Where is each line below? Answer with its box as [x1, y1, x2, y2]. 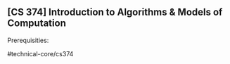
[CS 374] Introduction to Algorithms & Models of [7, 6, 223, 18]
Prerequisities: [7, 36, 49, 44]
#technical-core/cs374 [7, 49, 74, 58]
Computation [7, 18, 67, 30]
